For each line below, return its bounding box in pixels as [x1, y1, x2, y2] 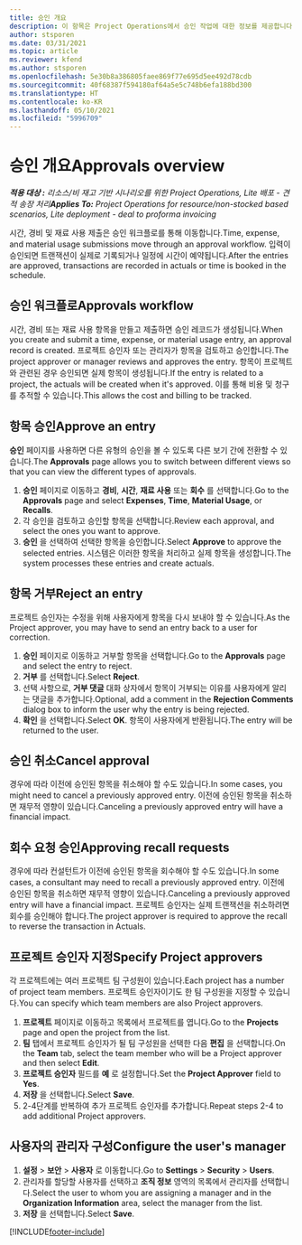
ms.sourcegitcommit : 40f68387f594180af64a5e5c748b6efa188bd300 [9, 80, 252, 89]
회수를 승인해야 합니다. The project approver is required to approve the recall [9, 911, 288, 922]
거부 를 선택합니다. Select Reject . [22, 670, 140, 682]
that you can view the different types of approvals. [9, 466, 197, 477]
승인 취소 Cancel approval [9, 753, 151, 768]
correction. [9, 632, 50, 642]
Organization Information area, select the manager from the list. [22, 1197, 263, 1208]
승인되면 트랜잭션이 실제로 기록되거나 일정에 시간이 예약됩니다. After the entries [9, 250, 288, 261]
